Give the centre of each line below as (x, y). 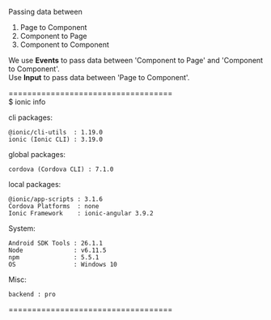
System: (22, 228)
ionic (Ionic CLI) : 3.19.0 (56, 139)
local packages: (35, 184)
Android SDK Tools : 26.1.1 (56, 243)
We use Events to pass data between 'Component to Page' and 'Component (136, 60)
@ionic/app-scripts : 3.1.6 (56, 199)
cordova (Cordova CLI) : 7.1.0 (61, 169)
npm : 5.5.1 (54, 258)
